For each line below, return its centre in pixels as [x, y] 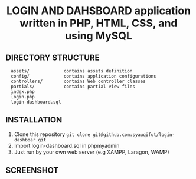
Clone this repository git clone [52, 134]
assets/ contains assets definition [72, 71]
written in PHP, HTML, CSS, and [99, 23]
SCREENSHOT [32, 170]
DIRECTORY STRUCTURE [53, 57]
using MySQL [99, 36]
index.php [23, 92]
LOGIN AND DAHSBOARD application [99, 11]
